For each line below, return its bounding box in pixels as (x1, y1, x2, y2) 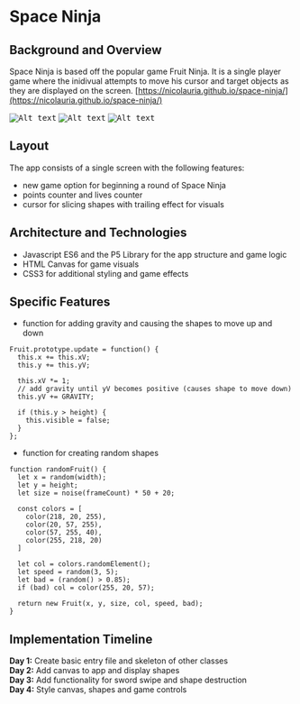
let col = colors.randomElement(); (17, 560, 151, 569)
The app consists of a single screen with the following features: (9, 162, 245, 173)
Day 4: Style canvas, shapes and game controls (9, 684, 187, 695)
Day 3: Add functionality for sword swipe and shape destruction (9, 674, 248, 686)
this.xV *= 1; (17, 377, 70, 386)
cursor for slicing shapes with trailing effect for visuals (22, 198, 225, 209)
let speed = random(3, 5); (17, 568, 119, 577)
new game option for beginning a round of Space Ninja (22, 179, 227, 190)
